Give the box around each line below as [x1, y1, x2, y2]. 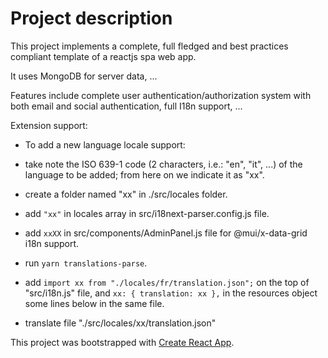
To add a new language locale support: [24, 138, 186, 151]
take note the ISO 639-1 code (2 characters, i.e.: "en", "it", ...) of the [24, 158, 303, 170]
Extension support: [10, 119, 88, 131]
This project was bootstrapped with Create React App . [10, 336, 235, 348]
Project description [10, 7, 173, 30]
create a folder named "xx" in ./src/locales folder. [24, 188, 228, 200]
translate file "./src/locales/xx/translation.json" [24, 317, 217, 329]
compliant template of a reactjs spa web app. [10, 50, 197, 62]
